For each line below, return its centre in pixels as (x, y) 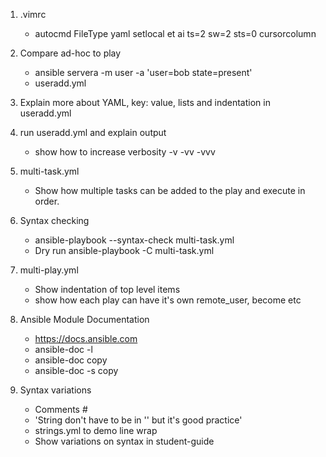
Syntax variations (55, 390)
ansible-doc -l (63, 349)
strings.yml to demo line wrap (96, 430)
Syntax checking (54, 220)
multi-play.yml (49, 270)
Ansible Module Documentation (84, 319)
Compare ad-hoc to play (70, 53)
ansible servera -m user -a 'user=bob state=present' (143, 72)
